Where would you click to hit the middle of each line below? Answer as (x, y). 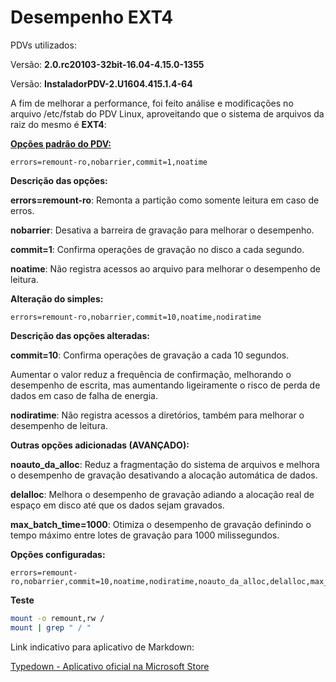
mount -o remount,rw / (57, 618)
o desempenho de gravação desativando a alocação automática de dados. (164, 475)
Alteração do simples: (57, 298)
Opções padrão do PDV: (61, 143)
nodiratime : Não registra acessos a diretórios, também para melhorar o (157, 415)
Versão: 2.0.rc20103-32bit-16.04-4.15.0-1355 (107, 64)
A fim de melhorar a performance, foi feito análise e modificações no (152, 103)
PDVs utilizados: (43, 45)
